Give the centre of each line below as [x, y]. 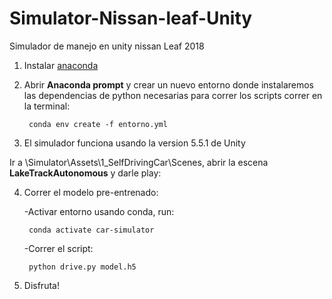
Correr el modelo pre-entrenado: [91, 192]
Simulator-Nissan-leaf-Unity [131, 18]
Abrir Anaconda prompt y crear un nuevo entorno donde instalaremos [168, 84]
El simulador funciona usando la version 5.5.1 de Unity [134, 143]
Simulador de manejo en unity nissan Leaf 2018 [107, 46]
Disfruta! [41, 285]
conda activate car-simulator [91, 230]
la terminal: [47, 106]
